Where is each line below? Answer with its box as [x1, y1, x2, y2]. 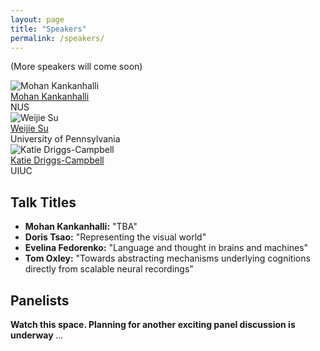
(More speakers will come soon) [10, 61, 143, 73]
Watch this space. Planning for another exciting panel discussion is [10, 319, 296, 330]
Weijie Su [10, 122, 49, 135]
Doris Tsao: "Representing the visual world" [24, 231, 207, 243]
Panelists [10, 292, 70, 309]
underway [10, 329, 54, 341]
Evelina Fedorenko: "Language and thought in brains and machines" [24, 242, 309, 254]
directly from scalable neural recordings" [24, 263, 194, 275]
